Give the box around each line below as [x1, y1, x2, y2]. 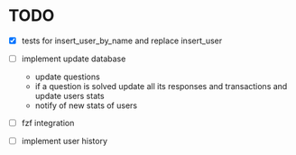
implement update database [21, 53, 126, 64]
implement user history [21, 136, 108, 147]
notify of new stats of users [34, 100, 137, 111]
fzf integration [21, 118, 75, 129]
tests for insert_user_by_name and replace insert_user [21, 35, 223, 46]
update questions [34, 71, 100, 82]
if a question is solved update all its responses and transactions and [34, 81, 288, 92]
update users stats [34, 91, 105, 102]
